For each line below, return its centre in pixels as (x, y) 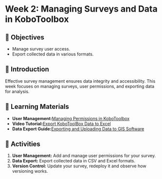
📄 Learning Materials (37, 107)
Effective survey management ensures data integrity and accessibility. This (80, 81)
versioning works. (30, 171)
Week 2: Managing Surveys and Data (81, 9)
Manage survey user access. (41, 49)
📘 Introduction (27, 69)
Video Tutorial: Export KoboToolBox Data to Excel (61, 124)
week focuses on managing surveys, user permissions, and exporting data (80, 86)
